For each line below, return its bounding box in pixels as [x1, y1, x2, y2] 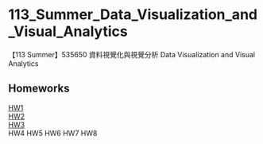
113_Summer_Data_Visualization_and [8, 6, 258, 24]
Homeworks [8, 82, 70, 95]
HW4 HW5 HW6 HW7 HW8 [8, 128, 98, 138]
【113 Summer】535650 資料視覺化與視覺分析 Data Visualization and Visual [8, 49, 256, 59]
